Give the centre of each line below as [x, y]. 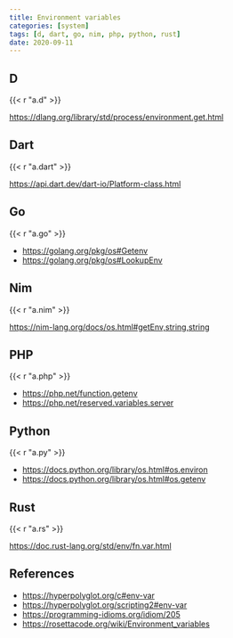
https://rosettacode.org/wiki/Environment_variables [116, 624]
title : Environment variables [65, 17]
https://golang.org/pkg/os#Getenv [85, 250]
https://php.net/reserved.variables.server [98, 403]
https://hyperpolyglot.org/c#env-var [88, 595]
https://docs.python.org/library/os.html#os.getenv [114, 479]
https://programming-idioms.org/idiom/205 [101, 614]
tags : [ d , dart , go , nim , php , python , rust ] [95, 34]
